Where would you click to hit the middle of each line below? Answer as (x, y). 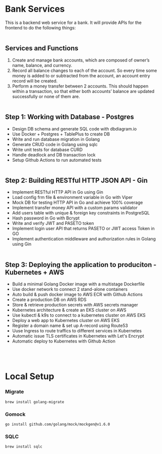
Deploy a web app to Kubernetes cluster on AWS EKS (66, 321)
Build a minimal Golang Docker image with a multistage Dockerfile (78, 284)
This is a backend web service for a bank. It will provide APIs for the (73, 22)
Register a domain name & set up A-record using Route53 (70, 325)
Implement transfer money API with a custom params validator (75, 208)
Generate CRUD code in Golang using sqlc (55, 144)
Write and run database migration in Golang (56, 139)
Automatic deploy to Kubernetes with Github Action (64, 341)
